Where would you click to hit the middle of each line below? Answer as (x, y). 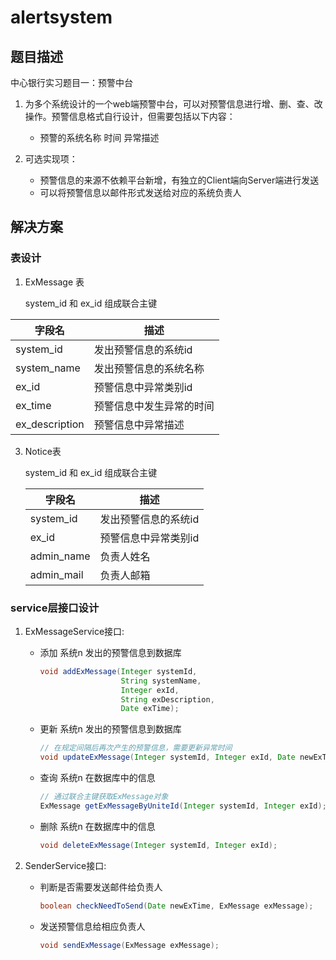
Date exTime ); (150, 709)
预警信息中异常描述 (139, 424)
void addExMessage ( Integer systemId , (118, 671)
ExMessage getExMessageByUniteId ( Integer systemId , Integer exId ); (183, 806)
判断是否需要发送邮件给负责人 (101, 887)
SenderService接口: (65, 865)
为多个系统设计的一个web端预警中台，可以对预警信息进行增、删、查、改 (173, 104)
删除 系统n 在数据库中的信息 (97, 826)
